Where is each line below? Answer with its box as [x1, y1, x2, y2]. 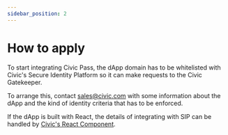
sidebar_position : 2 [7, 10, 68, 17]
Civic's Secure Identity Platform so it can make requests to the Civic [7, 70, 202, 79]
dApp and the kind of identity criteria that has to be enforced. [7, 99, 183, 107]
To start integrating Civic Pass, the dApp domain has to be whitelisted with [7, 63, 221, 72]
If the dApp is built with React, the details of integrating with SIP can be [7, 112, 212, 120]
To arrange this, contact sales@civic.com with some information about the [7, 91, 221, 100]
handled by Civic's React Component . [7, 120, 116, 128]
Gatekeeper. [7, 78, 43, 86]
